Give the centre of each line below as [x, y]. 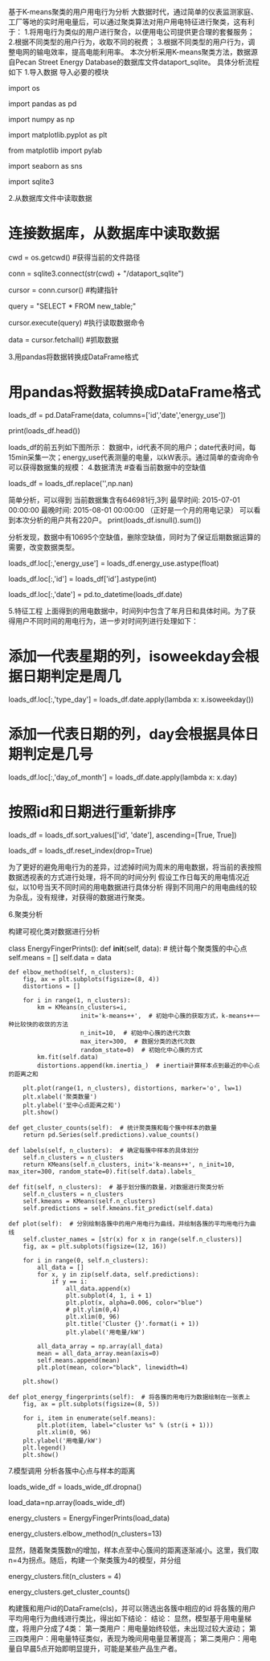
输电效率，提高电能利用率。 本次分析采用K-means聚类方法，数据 [143, 52]
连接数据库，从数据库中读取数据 [114, 233]
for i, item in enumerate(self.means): [90, 1418]
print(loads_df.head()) [44, 430]
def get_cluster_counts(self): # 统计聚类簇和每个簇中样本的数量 [112, 1127]
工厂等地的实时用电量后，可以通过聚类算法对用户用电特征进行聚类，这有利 [131, 22]
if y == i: [70, 1281]
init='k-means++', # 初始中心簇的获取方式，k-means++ [167, 1016]
